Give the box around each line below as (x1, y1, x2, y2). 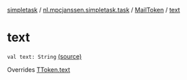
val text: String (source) (7, 52, 82, 60)
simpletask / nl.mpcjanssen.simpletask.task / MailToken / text (7, 6, 180, 14)
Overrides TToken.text (7, 65, 71, 74)
